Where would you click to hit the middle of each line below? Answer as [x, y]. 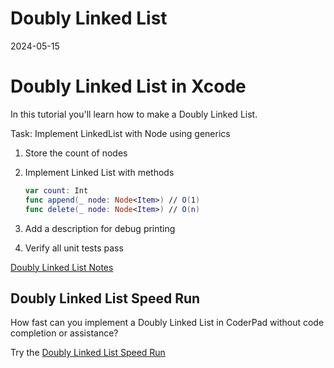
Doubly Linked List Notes [62, 267]
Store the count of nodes [76, 153]
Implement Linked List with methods [99, 172]
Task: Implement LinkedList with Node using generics [120, 133]
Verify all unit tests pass [74, 248]
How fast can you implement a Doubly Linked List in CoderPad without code [167, 323]
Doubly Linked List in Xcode [128, 86]
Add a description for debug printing [100, 228]
